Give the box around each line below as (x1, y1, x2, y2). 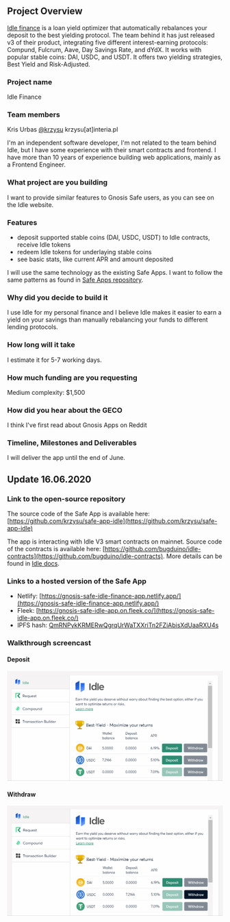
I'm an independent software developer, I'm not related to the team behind (7, 138, 217, 147)
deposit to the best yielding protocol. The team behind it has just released (7, 31, 215, 39)
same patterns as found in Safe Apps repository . (7, 276, 144, 284)
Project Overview (7, 5, 83, 17)
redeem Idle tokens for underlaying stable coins (16, 248, 152, 256)
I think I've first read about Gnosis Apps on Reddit (7, 421, 147, 429)
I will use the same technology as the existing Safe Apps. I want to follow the (7, 269, 223, 276)
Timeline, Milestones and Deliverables (7, 438, 137, 448)
